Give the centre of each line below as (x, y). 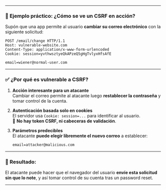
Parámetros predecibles (38, 130)
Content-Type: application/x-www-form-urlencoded (57, 50)
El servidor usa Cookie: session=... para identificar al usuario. (76, 115)
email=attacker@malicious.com (43, 145)
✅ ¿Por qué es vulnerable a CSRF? (47, 79)
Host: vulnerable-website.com (36, 45)
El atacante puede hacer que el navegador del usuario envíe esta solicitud (81, 172)
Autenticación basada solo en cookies (52, 110)
